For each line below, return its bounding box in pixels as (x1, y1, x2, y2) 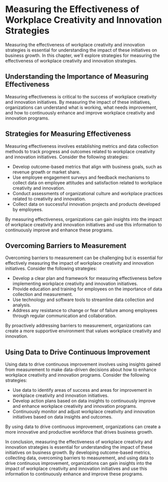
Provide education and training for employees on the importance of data (12, 286, 162, 292)
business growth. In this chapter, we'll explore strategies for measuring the (5, 52, 160, 58)
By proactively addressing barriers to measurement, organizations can (5, 323, 151, 329)
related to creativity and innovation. (12, 196, 87, 202)
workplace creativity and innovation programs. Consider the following (5, 372, 150, 378)
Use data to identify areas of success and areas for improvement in (12, 387, 152, 393)
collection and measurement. (12, 291, 73, 297)
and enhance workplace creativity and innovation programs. (12, 403, 137, 409)
